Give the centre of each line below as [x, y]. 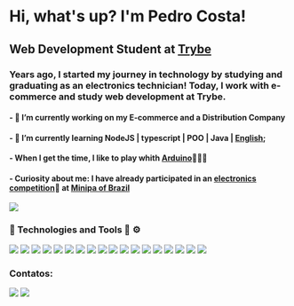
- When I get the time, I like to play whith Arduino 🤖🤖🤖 [108, 158]
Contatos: [31, 273]
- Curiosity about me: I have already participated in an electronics [133, 178]
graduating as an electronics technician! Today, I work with [139, 85]
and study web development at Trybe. [142, 97]
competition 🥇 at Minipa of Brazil [70, 187]
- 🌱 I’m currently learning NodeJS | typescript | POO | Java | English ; [138, 137]
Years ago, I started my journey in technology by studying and [146, 75]
